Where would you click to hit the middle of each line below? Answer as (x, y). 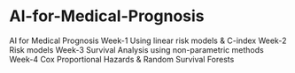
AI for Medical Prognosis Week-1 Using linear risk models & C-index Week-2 (148, 40)
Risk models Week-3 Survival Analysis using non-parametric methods (136, 49)
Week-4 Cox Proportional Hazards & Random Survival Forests (122, 59)
